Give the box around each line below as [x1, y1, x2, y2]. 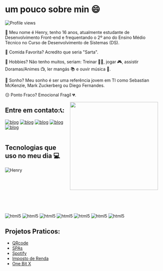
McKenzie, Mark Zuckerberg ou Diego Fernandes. [5, 82, 105, 88]
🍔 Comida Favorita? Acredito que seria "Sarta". [5, 49, 98, 55]
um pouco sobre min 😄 [5, 4, 100, 15]
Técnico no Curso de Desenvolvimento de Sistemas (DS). [5, 39, 120, 45]
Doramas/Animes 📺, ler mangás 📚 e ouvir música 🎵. [5, 66, 111, 72]
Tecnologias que [5, 144, 57, 152]
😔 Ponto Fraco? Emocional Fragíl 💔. [5, 92, 77, 98]
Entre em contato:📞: [5, 106, 65, 115]
